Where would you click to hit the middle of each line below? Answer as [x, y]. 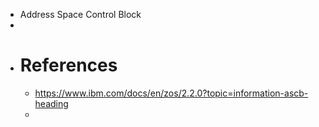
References [68, 65]
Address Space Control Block [80, 14]
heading [51, 103]
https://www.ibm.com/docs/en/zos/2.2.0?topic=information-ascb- [171, 93]
